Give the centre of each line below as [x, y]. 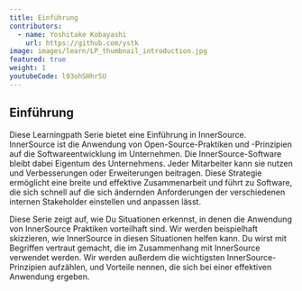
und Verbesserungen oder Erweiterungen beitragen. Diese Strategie [136, 173]
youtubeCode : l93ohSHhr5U [58, 77]
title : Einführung [44, 18]
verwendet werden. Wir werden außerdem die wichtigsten [117, 257]
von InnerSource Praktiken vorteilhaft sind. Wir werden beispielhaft [134, 228]
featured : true [38, 59]
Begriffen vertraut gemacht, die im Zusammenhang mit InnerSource [135, 248]
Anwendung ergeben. [50, 277]
